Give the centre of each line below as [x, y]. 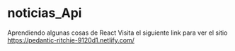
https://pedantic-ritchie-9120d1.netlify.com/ [71, 40]
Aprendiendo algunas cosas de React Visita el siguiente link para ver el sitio [117, 33]
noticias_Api [45, 13]
